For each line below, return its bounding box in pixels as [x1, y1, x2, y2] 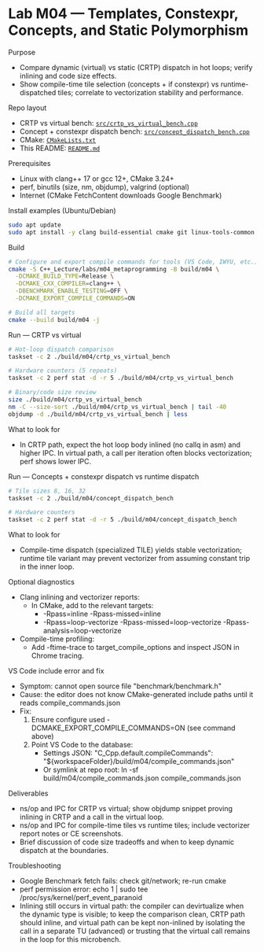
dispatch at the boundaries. [19, 846, 109, 855]
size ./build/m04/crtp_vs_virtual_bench [8, 396, 143, 404]
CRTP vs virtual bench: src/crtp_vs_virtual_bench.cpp [19, 118, 198, 127]
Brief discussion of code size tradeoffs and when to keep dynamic [19, 837, 235, 847]
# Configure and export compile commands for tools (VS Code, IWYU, [8, 257, 237, 266]
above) [31, 732, 54, 741]
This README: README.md [19, 143, 101, 153]
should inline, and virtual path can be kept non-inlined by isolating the [19, 918, 246, 928]
